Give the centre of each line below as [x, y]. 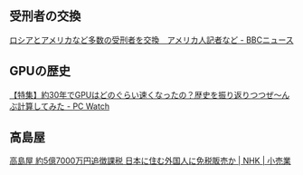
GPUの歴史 [40, 71]
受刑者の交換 [45, 16]
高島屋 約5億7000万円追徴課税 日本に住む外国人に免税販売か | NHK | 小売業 [150, 160]
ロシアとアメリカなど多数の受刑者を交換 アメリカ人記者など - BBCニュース [151, 40]
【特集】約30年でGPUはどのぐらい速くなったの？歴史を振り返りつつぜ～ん [150, 94]
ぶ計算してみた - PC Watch [60, 106]
